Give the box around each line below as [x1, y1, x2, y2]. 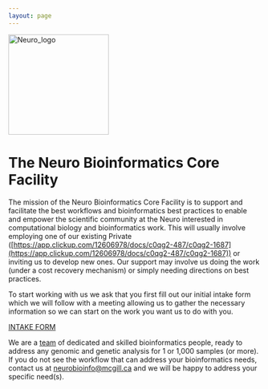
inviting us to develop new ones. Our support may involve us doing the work [8, 257, 260, 266]
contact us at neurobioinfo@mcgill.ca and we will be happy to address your [8, 363, 258, 373]
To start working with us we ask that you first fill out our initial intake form [8, 290, 251, 299]
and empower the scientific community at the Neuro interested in [8, 214, 223, 224]
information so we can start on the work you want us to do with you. [8, 306, 233, 316]
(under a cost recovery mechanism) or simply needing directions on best [8, 265, 250, 275]
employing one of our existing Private [8, 231, 132, 241]
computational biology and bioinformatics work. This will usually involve [8, 222, 246, 233]
